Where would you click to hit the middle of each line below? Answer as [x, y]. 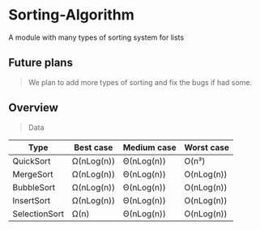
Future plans [40, 63]
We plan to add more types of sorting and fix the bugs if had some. [140, 82]
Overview [34, 108]
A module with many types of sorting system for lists [96, 37]
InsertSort [32, 200]
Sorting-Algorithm [72, 15]
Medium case [149, 147]
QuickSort [32, 161]
